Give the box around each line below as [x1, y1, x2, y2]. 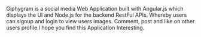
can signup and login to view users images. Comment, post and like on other [6, 18, 195, 24]
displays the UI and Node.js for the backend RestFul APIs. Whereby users [6, 11, 187, 18]
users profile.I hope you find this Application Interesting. [6, 24, 145, 31]
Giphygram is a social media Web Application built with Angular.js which [6, 5, 184, 12]
